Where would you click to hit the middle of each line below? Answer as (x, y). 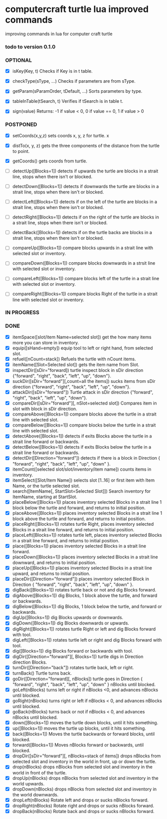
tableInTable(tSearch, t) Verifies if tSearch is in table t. (68, 101)
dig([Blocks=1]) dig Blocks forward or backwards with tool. (73, 651)
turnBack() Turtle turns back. (42, 673)
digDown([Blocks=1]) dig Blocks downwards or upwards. (71, 623)
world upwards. (28, 783)
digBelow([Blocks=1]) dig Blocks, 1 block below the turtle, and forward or (87, 606)
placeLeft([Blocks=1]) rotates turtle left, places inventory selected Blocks (87, 535)
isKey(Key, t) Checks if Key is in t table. (53, 71)
